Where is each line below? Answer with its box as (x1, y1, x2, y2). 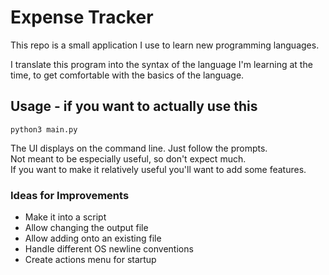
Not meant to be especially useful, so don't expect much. (10, 152, 247, 165)
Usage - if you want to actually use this (10, 98, 258, 115)
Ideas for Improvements (10, 188, 130, 202)
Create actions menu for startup (24, 254, 157, 266)
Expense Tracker (10, 6, 154, 29)
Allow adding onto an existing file (24, 232, 162, 245)
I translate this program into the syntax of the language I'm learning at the (10, 58, 313, 70)
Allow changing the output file (24, 222, 149, 234)
